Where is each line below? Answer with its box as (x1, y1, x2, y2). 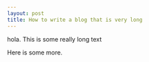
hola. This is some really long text (7, 35, 102, 43)
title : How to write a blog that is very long (7, 16, 143, 23)
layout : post (7, 10, 45, 17)
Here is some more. (7, 48, 63, 57)
